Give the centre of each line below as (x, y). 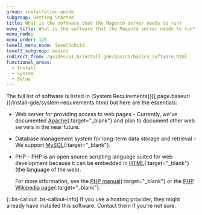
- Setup (21, 79)
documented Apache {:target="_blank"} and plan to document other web (105, 120)
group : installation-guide (40, 12)
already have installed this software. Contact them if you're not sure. (91, 206)
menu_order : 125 (27, 40)
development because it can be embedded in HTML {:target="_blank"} (102, 163)
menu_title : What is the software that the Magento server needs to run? (101, 29)
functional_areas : (29, 62)
